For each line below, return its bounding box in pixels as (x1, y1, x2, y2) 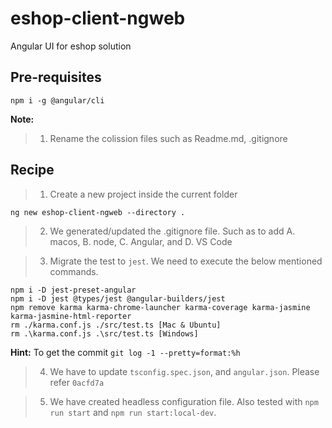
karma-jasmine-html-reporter (10, 311, 132, 321)
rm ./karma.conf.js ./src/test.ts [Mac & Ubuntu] (10, 320, 222, 330)
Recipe (10, 162, 55, 179)
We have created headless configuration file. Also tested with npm (49, 395, 319, 407)
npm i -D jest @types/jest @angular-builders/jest (10, 293, 226, 304)
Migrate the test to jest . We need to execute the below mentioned (49, 255, 323, 267)
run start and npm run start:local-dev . (49, 406, 217, 418)
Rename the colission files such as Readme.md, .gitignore (49, 132, 288, 144)
